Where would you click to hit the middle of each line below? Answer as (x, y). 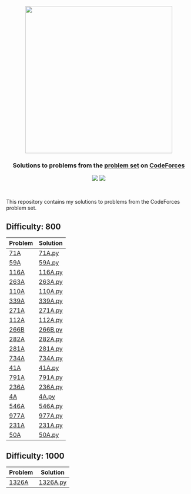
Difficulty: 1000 (35, 456)
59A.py (49, 263)
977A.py (51, 416)
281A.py (51, 349)
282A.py (51, 339)
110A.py (51, 291)
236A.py (51, 387)
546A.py (51, 406)
